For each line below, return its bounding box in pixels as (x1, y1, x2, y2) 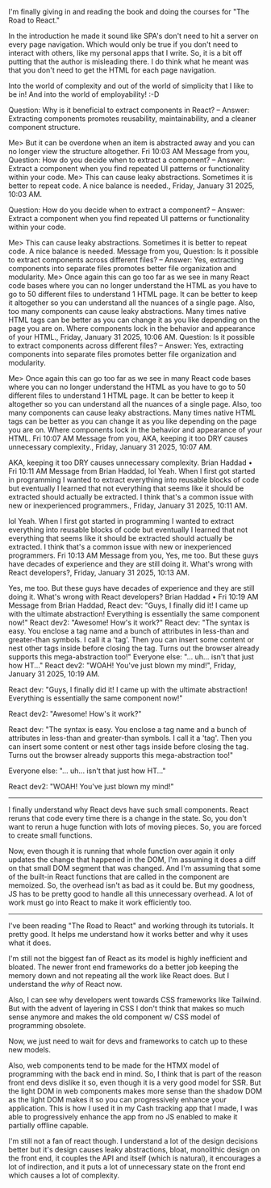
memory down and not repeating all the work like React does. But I (8, 971, 230, 980)
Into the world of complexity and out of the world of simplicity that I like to (8, 81, 254, 90)
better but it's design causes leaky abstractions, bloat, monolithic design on (8, 1145, 261, 1154)
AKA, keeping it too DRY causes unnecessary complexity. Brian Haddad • (8, 458, 252, 467)
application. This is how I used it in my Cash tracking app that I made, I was (8, 1103, 258, 1113)
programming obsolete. (8, 1021, 86, 1030)
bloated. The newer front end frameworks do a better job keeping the (8, 962, 240, 972)
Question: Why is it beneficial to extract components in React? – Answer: (8, 105, 250, 115)
